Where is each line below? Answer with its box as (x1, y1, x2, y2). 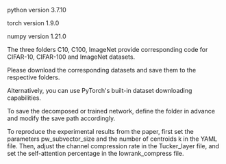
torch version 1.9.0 (7, 19, 60, 27)
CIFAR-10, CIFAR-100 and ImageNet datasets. (7, 53, 136, 61)
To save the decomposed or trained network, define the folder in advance (7, 107, 216, 115)
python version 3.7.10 (7, 6, 66, 14)
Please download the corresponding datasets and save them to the (7, 66, 197, 74)
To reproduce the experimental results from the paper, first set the (7, 128, 194, 135)
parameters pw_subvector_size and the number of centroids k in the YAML (7, 135, 218, 143)
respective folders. (7, 73, 60, 81)
